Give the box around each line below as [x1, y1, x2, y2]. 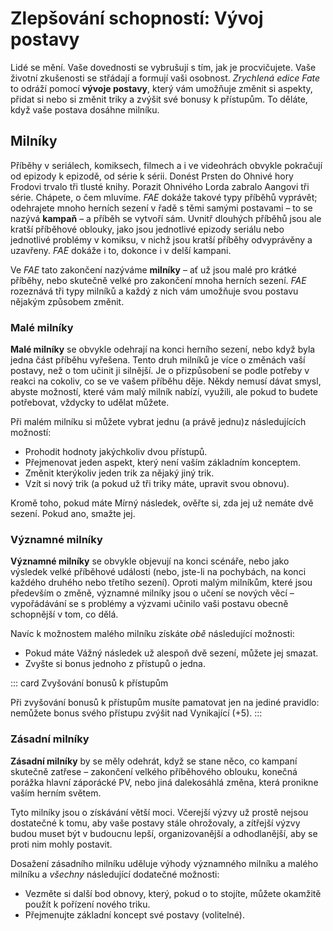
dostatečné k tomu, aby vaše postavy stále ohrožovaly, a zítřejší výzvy [10, 817, 301, 829]
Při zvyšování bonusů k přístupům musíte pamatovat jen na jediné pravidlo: [10, 697, 320, 709]
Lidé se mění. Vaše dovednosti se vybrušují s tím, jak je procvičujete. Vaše [10, 61, 317, 73]
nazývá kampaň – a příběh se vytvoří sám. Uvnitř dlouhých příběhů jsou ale [10, 212, 322, 224]
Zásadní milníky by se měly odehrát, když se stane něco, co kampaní [10, 755, 298, 767]
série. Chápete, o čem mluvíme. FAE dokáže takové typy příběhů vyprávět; [10, 191, 318, 203]
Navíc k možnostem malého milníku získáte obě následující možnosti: [10, 628, 295, 640]
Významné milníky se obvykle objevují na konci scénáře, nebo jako [10, 555, 290, 567]
